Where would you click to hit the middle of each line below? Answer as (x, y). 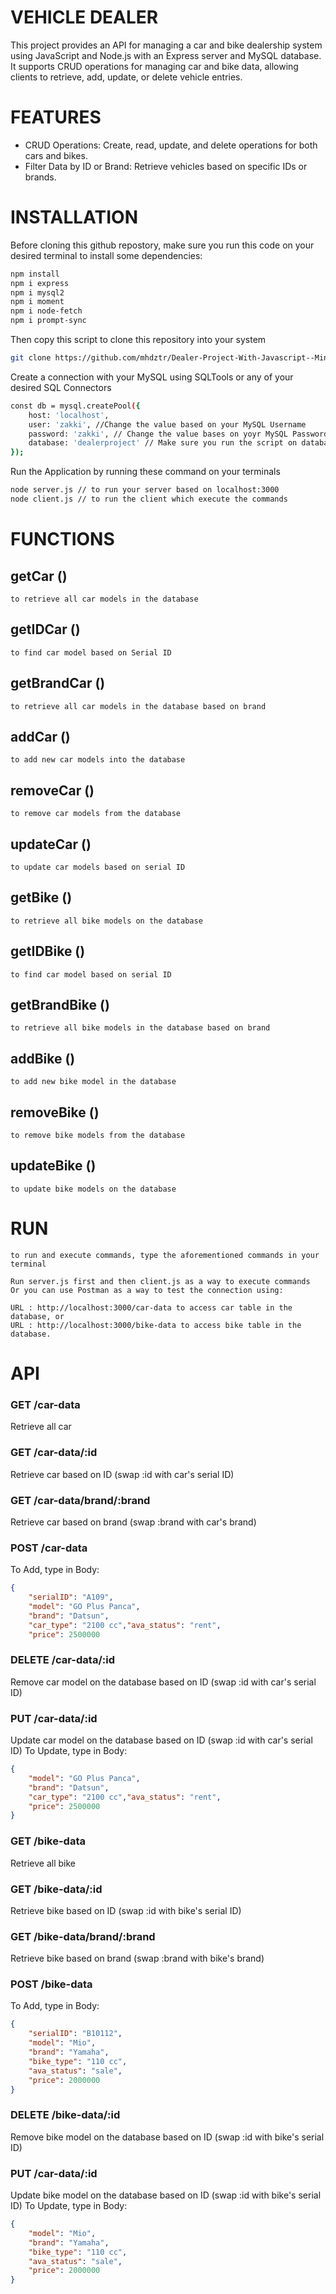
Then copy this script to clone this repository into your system (138, 340)
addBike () (43, 1058)
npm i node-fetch (46, 311)
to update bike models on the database (93, 1189)
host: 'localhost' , (69, 415)
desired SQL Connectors (61, 387)
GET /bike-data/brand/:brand (83, 1936)
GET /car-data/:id (54, 1453)
